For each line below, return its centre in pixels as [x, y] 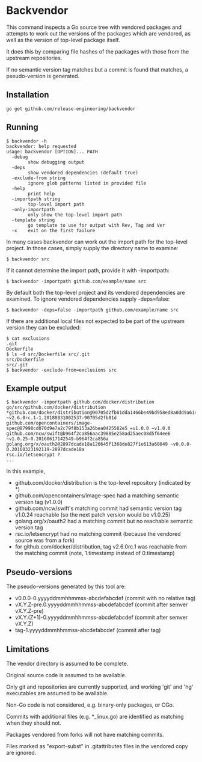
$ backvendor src [28, 259]
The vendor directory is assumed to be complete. [67, 663]
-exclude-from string [39, 178]
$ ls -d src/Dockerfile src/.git [48, 354]
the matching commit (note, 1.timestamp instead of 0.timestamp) [95, 553]
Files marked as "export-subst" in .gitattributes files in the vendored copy [97, 746]
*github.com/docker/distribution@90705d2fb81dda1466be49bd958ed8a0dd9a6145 [103, 413]
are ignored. [21, 753]
